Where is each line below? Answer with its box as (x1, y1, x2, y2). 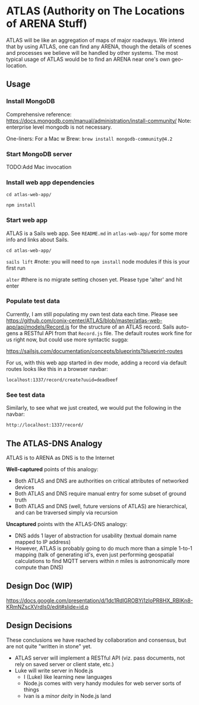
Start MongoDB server (6, 150, 72, 158)
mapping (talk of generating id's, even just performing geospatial (14, 551, 174, 558)
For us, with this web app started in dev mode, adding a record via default (6, 359, 187, 366)
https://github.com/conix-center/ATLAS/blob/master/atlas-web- (6, 317, 163, 324)
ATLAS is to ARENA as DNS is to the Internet (6, 454, 115, 461)
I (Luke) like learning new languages (23, 673, 112, 681)
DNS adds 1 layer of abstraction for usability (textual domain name (14, 532, 177, 539)
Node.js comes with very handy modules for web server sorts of (23, 679, 181, 687)
